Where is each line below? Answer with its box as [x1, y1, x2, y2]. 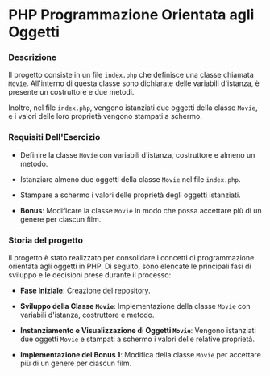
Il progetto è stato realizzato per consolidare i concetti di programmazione [8, 253, 255, 263]
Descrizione [8, 52, 57, 63]
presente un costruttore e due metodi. [8, 87, 135, 97]
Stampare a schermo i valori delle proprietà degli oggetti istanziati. [19, 190, 241, 200]
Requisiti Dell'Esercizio [8, 132, 101, 143]
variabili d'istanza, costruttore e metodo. [19, 310, 155, 320]
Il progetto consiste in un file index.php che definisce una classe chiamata [8, 70, 254, 80]
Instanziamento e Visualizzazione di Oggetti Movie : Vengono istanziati [19, 326, 256, 336]
